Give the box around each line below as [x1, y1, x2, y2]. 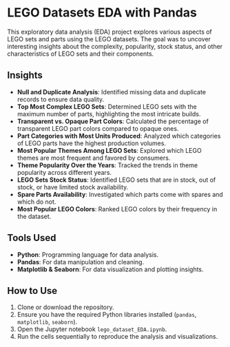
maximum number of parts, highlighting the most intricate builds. [17, 109, 201, 118]
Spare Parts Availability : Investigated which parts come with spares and [17, 190, 224, 198]
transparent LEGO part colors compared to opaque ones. [17, 124, 179, 132]
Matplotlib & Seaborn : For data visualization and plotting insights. [17, 265, 205, 273]
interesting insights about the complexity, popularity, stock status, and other [7, 42, 223, 50]
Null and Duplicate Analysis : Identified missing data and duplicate [17, 87, 207, 96]
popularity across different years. [17, 168, 112, 176]
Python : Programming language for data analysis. [17, 250, 159, 259]
